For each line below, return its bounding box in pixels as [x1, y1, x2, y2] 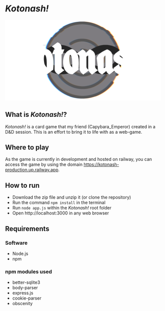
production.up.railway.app [5, 167, 58, 173]
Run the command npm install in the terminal [12, 200, 106, 206]
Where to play [5, 143, 49, 152]
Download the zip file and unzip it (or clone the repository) [12, 194, 131, 201]
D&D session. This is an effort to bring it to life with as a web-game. [5, 129, 142, 135]
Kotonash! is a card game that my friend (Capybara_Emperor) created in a [5, 123, 156, 129]
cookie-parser [12, 295, 41, 301]
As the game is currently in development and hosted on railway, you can [5, 156, 152, 162]
